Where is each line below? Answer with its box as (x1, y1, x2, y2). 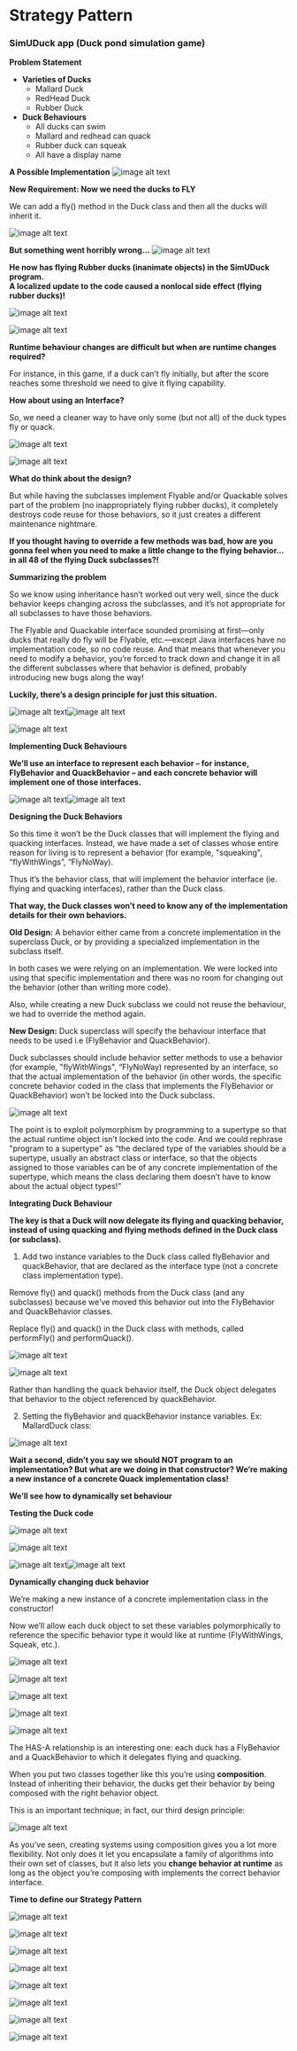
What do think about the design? (9, 474, 132, 484)
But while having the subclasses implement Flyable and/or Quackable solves (9, 490, 288, 501)
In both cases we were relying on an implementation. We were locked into (9, 963, 278, 974)
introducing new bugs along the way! (9, 672, 144, 683)
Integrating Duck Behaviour (9, 1198, 113, 1209)
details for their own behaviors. (9, 910, 127, 920)
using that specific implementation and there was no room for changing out (9, 973, 284, 983)
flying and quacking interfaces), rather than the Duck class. (9, 883, 225, 894)
